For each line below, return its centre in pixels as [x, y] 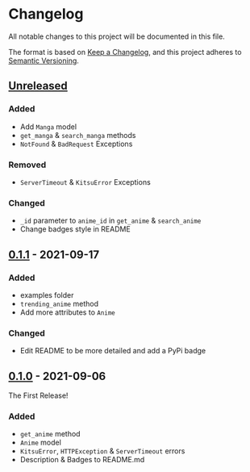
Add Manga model [48, 127]
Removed [27, 165]
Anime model [41, 443]
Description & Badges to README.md [82, 460]
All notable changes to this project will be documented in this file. [117, 36]
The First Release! [38, 395]
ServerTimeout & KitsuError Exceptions [85, 182]
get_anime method [50, 434]
